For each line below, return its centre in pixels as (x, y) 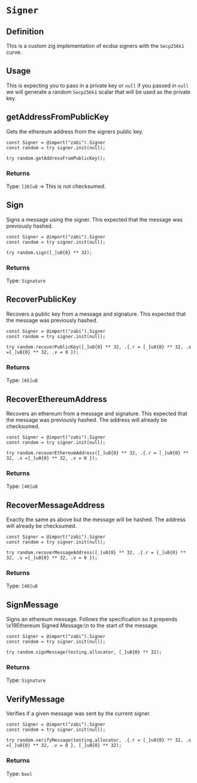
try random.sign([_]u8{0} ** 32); (49, 253)
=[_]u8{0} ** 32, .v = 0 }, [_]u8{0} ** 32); (64, 746)
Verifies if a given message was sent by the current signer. (79, 714)
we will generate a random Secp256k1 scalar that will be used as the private (98, 92)
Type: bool (19, 773)
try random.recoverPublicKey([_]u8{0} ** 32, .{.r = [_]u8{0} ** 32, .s (99, 347)
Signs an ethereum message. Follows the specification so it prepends (92, 619)
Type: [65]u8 (22, 380)
